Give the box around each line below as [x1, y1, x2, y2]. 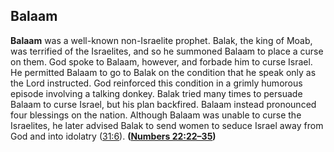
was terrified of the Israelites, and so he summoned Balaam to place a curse [10, 45, 324, 57]
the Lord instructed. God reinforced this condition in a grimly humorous [10, 77, 303, 89]
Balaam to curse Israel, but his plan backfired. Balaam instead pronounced [10, 98, 317, 110]
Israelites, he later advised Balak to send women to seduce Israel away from [10, 119, 324, 131]
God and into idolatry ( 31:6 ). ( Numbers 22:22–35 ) [10, 130, 217, 142]
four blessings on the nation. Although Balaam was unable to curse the [10, 109, 302, 121]
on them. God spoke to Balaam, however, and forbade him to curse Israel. [10, 55, 313, 68]
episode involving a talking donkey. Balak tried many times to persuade [10, 87, 303, 99]
